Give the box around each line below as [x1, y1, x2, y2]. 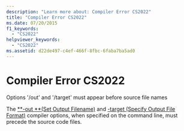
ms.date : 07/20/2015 [6, 20, 58, 26]
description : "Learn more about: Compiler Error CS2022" [6, 8, 152, 15]
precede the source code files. [6, 118, 82, 125]
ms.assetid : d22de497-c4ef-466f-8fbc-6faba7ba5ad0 [6, 48, 135, 54]
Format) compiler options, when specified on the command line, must [6, 112, 178, 119]
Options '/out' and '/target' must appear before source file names [6, 94, 168, 101]
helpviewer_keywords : [6, 37, 61, 43]
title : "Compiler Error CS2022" [6, 14, 87, 20]
